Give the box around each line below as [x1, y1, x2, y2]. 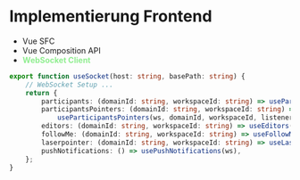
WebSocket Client [21, 54, 91, 65]
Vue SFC [21, 36, 55, 46]
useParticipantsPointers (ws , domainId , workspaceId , [56, 113, 257, 122]
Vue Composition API [21, 45, 101, 55]
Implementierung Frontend [9, 6, 212, 27]
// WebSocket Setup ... [25, 80, 114, 89]
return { [25, 88, 58, 97]
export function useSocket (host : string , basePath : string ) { [9, 71, 246, 81]
